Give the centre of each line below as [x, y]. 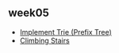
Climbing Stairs [44, 40]
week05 [29, 13]
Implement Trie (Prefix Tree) [66, 32]
